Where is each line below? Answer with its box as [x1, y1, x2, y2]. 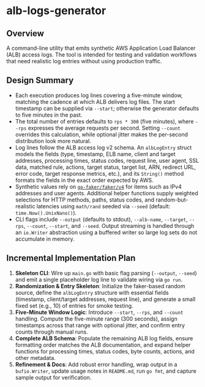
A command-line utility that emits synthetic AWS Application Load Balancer [6, 44, 196, 52]
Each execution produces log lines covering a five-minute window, [15, 92, 183, 99]
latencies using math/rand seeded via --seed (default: [36, 202, 171, 209]
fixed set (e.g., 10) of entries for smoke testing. [15, 302, 133, 309]
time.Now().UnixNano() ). [15, 209, 77, 216]
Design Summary [6, 75, 74, 86]
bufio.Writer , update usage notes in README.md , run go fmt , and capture [15, 367, 197, 375]
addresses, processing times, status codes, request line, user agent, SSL [15, 157, 199, 164]
